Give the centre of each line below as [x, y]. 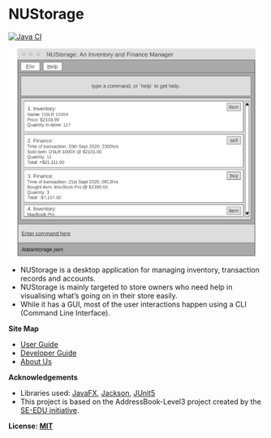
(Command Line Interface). [65, 312]
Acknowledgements [43, 377]
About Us [36, 361]
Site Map [24, 328]
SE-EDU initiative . [49, 410]
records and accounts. [58, 278]
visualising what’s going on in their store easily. [99, 295]
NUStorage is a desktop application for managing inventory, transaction [140, 269]
